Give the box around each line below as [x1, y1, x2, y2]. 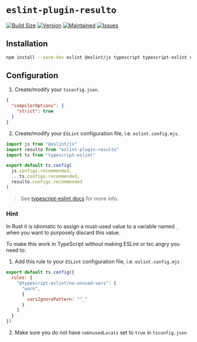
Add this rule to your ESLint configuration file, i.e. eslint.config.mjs [14, 258, 180, 265]
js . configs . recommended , [11, 168, 72, 174]
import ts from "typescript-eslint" [6, 152, 96, 158]
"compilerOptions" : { [11, 103, 64, 109]
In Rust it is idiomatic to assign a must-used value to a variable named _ [6, 223, 179, 230]
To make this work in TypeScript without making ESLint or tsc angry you [6, 241, 180, 248]
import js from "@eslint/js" [6, 141, 77, 147]
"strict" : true [16, 108, 54, 114]
